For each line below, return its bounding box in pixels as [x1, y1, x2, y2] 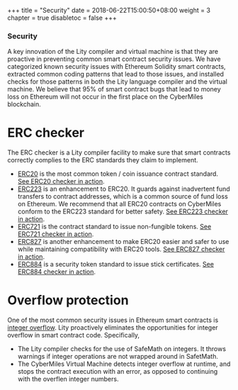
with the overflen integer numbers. [17, 375, 119, 384]
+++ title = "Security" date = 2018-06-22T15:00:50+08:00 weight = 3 [7, 6, 211, 14]
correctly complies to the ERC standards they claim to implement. [7, 156, 198, 165]
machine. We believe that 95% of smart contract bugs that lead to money [7, 85, 221, 94]
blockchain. [7, 100, 41, 108]
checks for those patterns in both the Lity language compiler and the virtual [7, 77, 228, 86]
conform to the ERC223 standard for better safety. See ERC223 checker [17, 207, 229, 216]
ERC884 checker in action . [17, 267, 96, 276]
